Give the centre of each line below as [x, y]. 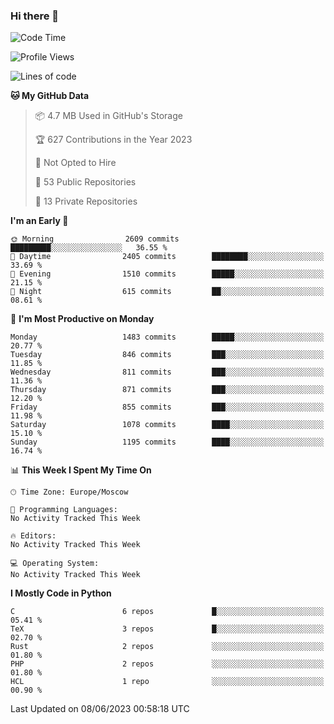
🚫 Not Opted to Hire [75, 163]
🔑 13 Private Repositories [86, 201]
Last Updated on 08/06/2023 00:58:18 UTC [100, 709]
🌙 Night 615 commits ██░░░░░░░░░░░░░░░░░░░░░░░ [167, 292]
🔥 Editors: [33, 536]
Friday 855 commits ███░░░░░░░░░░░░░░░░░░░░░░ [167, 407]
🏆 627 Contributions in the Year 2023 [113, 140]
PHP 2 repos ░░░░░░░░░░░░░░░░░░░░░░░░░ [167, 664]
